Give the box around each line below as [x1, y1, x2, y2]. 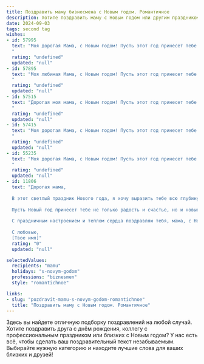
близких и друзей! [6, 351, 53, 359]
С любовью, [12, 229, 39, 235]
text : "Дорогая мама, [12, 184, 67, 190]
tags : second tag [6, 26, 50, 32]
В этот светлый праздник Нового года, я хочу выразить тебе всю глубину [12, 195, 200, 201]
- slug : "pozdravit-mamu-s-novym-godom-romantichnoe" [6, 296, 146, 303]
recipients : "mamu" [12, 263, 61, 269]
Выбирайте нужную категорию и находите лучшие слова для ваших [6, 345, 183, 352]
